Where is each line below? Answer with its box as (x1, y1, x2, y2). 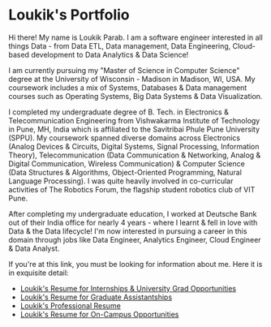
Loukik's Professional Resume (19, 300, 122, 310)
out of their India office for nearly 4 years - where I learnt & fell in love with (8, 217, 258, 227)
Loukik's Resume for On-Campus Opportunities (19, 309, 179, 319)
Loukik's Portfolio (8, 6, 130, 24)
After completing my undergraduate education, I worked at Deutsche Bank (8, 209, 257, 218)
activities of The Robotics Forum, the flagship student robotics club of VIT (8, 184, 256, 194)
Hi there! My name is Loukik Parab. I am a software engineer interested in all (8, 32, 264, 42)
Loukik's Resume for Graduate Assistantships (19, 292, 173, 302)
